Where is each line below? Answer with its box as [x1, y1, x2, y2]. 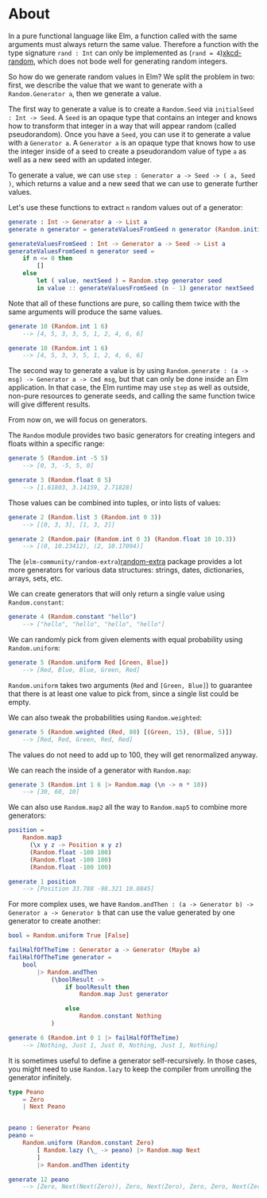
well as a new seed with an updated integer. [8, 154, 153, 164]
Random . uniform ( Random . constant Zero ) [22, 1139, 155, 1147]
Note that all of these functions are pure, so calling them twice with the [8, 298, 241, 308]
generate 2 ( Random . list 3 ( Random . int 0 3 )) [8, 513, 162, 521]
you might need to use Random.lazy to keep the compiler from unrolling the [8, 1064, 252, 1074]
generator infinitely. [8, 1072, 72, 1082]
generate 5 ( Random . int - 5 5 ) [8, 454, 109, 462]
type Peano [8, 1087, 44, 1096]
